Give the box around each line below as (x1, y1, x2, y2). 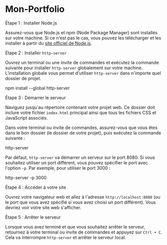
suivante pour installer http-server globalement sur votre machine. (5, 65, 143, 71)
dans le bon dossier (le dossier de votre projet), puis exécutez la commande (5, 129, 162, 135)
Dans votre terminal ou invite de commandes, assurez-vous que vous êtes (5, 124, 158, 130)
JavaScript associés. (5, 115, 48, 121)
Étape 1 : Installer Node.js (5, 20, 57, 26)
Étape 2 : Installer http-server (5, 50, 67, 56)
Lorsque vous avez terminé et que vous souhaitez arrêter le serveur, (5, 224, 146, 230)
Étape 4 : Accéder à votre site (5, 184, 66, 190)
